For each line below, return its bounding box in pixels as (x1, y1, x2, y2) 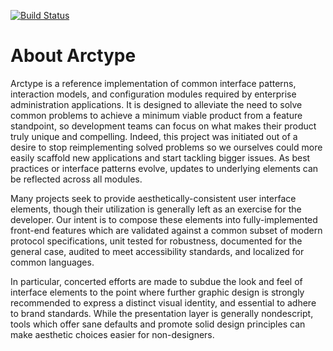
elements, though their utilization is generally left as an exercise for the (10, 203, 302, 215)
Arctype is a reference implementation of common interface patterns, (10, 77, 297, 89)
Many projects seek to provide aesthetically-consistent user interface (10, 192, 297, 204)
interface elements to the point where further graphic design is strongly (10, 286, 305, 298)
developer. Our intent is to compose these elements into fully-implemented (10, 213, 318, 225)
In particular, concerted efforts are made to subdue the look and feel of (10, 275, 303, 287)
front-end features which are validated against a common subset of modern (10, 224, 323, 236)
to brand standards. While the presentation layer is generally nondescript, (10, 307, 314, 319)
